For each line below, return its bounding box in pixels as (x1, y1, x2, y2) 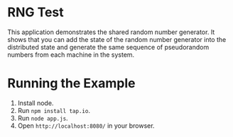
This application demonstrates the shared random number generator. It (7, 28, 215, 36)
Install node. (17, 99, 54, 107)
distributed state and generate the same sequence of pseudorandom (7, 43, 210, 51)
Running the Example (7, 75, 136, 92)
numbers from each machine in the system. (7, 50, 135, 59)
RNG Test (7, 4, 64, 21)
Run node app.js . (17, 114, 69, 122)
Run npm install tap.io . (17, 106, 91, 114)
